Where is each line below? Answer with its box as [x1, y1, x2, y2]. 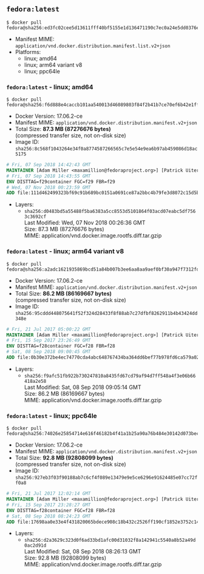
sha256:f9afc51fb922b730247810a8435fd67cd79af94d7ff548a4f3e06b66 [24, 373, 196, 379]
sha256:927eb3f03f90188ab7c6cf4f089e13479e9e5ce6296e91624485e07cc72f [15, 474, 198, 481]
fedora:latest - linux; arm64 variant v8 [6, 247, 124, 255]
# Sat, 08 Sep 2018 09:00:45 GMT [6, 349, 91, 355]
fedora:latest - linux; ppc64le [6, 411, 97, 420]
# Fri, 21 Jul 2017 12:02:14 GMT [6, 491, 91, 497]
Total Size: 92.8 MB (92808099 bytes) [15, 454, 114, 462]
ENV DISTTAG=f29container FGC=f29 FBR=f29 [6, 178, 115, 184]
